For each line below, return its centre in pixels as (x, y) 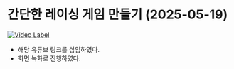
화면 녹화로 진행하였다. (49, 58)
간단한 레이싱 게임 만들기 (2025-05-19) (118, 15)
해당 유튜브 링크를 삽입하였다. (59, 49)
